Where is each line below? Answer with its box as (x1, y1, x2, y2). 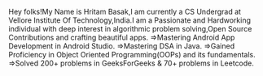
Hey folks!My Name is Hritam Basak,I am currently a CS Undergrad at (8, 7, 242, 16)
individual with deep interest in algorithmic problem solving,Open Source (8, 24, 252, 33)
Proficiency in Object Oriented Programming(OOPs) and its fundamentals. (8, 50, 256, 59)
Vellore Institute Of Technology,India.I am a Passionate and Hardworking (8, 15, 251, 25)
